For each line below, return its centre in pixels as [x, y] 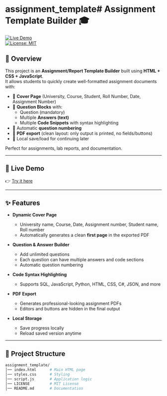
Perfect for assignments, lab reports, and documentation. [64, 148]
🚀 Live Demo [25, 168]
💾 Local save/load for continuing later [51, 138]
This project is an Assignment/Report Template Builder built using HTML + [83, 71]
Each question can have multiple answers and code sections [82, 260]
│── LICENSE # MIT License [42, 384]
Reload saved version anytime [50, 333]
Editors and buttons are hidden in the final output [70, 309]
